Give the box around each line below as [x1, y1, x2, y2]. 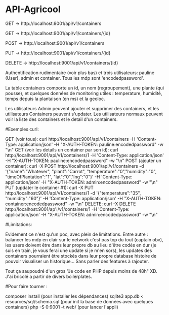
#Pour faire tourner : [5, 283, 48, 289]
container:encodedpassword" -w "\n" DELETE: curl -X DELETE [5, 201, 136, 207]
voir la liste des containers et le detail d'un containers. [5, 116, 118, 122]
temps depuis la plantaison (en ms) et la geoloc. [5, 96, 105, 102]
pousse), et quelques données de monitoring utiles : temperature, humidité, [5, 90, 162, 96]
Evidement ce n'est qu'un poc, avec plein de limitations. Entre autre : [5, 231, 148, 237]
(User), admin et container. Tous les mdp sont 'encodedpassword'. [5, 75, 144, 81]
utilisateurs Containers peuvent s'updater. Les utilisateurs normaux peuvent [5, 111, 163, 117]
